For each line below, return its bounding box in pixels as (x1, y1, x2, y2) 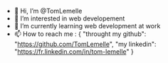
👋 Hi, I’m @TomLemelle (14, 7, 83, 15)
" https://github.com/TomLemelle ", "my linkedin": (14, 40, 157, 48)
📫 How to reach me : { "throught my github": (14, 30, 147, 38)
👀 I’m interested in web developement (14, 14, 125, 23)
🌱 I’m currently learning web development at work (14, 22, 161, 30)
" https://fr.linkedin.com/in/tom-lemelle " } (14, 47, 134, 56)
